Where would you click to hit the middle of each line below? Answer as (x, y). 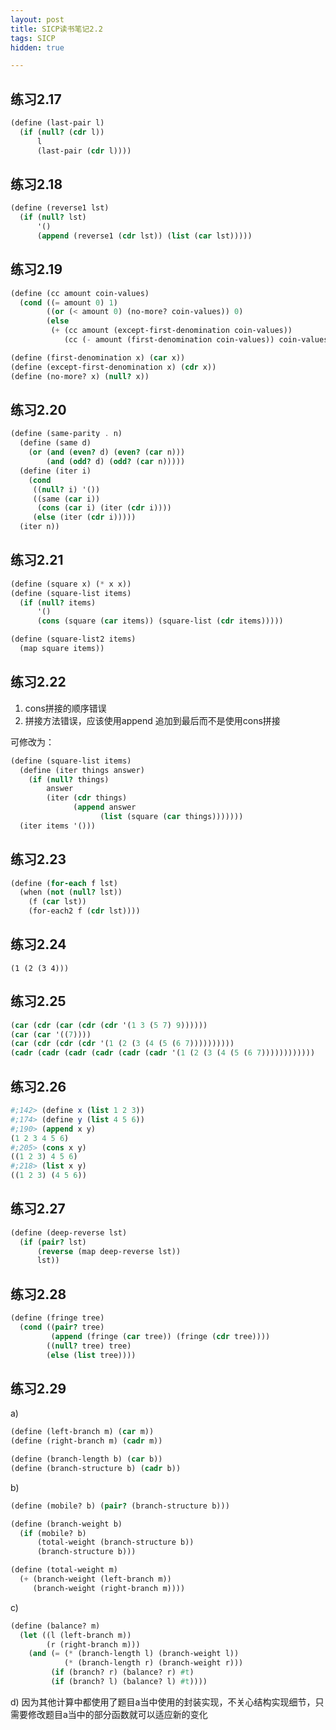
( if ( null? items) (58, 602)
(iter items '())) (58, 826)
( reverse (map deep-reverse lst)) (109, 1251)
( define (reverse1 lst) (60, 208)
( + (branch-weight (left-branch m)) (95, 1579)
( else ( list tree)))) (91, 1355)
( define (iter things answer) (82, 770)
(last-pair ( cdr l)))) (84, 151)
